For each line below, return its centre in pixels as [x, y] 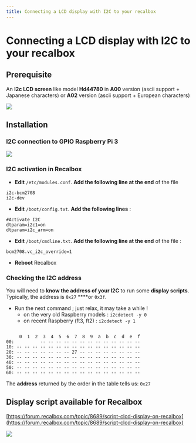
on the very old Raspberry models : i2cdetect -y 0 [85, 314]
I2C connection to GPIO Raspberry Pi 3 [62, 141]
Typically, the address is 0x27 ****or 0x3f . [56, 297]
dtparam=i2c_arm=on [30, 230]
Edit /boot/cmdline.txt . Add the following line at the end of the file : [98, 241]
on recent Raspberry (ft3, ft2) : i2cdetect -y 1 [80, 321]
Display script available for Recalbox [74, 402]
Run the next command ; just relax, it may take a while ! [81, 308]
